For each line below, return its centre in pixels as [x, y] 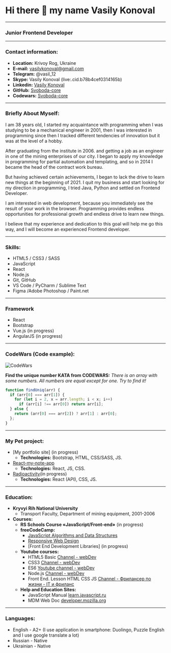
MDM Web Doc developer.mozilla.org [67, 600]
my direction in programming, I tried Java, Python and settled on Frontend [83, 188]
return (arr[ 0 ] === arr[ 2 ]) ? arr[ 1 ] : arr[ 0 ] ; [66, 414]
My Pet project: [25, 441]
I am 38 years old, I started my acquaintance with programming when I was [84, 124]
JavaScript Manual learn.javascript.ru [67, 595]
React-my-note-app [34, 463]
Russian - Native [30, 640]
